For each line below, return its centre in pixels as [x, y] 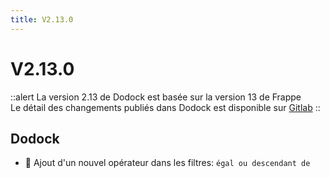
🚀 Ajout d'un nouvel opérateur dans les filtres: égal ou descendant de [167, 163]
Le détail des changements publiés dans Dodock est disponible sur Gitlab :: [165, 107]
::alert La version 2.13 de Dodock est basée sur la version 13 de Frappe [156, 97]
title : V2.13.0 [42, 19]
